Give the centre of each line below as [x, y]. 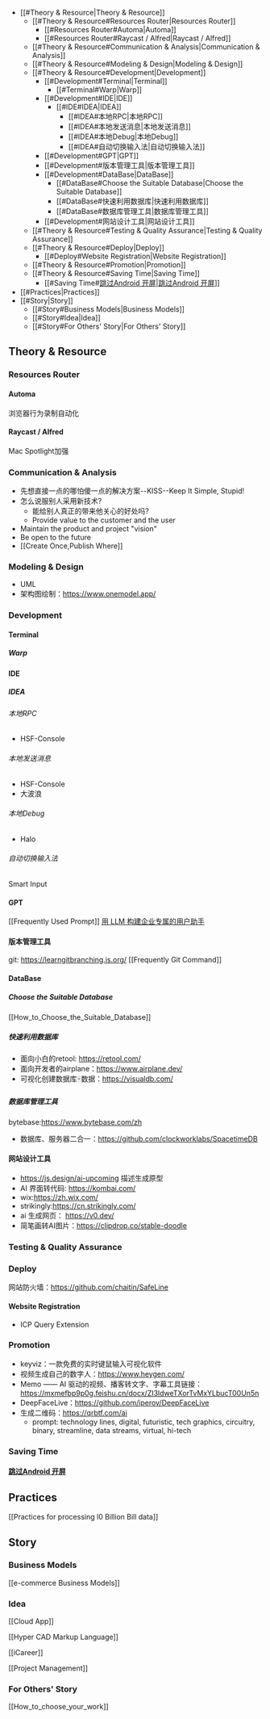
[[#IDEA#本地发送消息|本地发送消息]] [129, 126]
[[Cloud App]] [31, 1621]
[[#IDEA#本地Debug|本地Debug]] [123, 136]
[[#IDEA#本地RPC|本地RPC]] [116, 116]
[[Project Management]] [48, 1668]
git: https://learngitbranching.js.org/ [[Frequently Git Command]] [115, 960]
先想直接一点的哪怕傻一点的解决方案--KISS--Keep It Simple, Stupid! [132, 491]
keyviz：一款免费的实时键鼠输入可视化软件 [91, 1364]
